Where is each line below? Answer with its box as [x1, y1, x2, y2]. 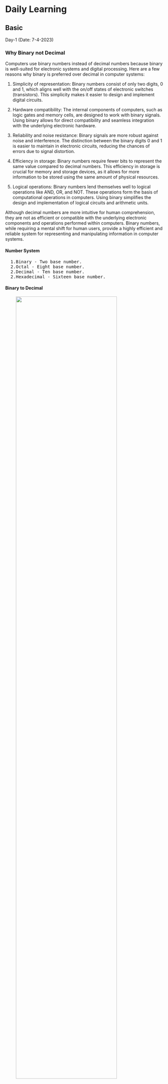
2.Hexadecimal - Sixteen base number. [10, 274, 106, 279]
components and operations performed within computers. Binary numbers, [5, 220, 160, 226]
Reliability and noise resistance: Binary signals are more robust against [12, 132, 159, 138]
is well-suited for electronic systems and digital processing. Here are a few [5, 66, 160, 72]
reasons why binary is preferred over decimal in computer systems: [5, 71, 145, 77]
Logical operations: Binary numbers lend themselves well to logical [12, 184, 151, 190]
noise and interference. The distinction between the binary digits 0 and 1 [12, 138, 162, 144]
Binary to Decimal [5, 285, 43, 291]
